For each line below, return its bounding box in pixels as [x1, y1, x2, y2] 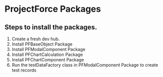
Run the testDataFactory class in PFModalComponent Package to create [11, 62, 158, 68]
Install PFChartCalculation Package [11, 51, 83, 57]
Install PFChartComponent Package [11, 57, 84, 62]
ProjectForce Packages [4, 3, 101, 15]
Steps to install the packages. [4, 23, 98, 31]
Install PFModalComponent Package [11, 47, 85, 52]
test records [11, 67, 36, 73]
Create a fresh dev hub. [11, 36, 60, 42]
